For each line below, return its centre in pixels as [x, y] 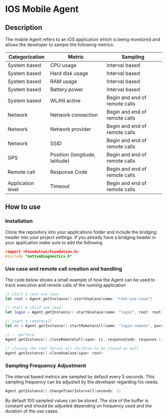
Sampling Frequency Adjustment [46, 366]
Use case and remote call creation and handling [64, 269]
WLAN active [65, 101]
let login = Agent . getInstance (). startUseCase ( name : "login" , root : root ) [84, 312]
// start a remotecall [29, 321]
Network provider [71, 129]
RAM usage [64, 81]
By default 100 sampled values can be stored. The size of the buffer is [77, 400]
